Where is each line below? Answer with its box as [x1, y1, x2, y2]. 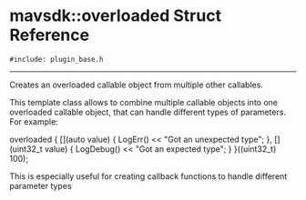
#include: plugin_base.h [9, 55, 104, 64]
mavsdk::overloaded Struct [9, 5, 221, 26]
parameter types [9, 180, 72, 191]
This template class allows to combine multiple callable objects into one [9, 96, 278, 107]
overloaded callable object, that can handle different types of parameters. [9, 106, 287, 117]
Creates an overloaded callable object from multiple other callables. [9, 79, 264, 90]
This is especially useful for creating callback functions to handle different [9, 170, 288, 182]
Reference [9, 25, 89, 45]
